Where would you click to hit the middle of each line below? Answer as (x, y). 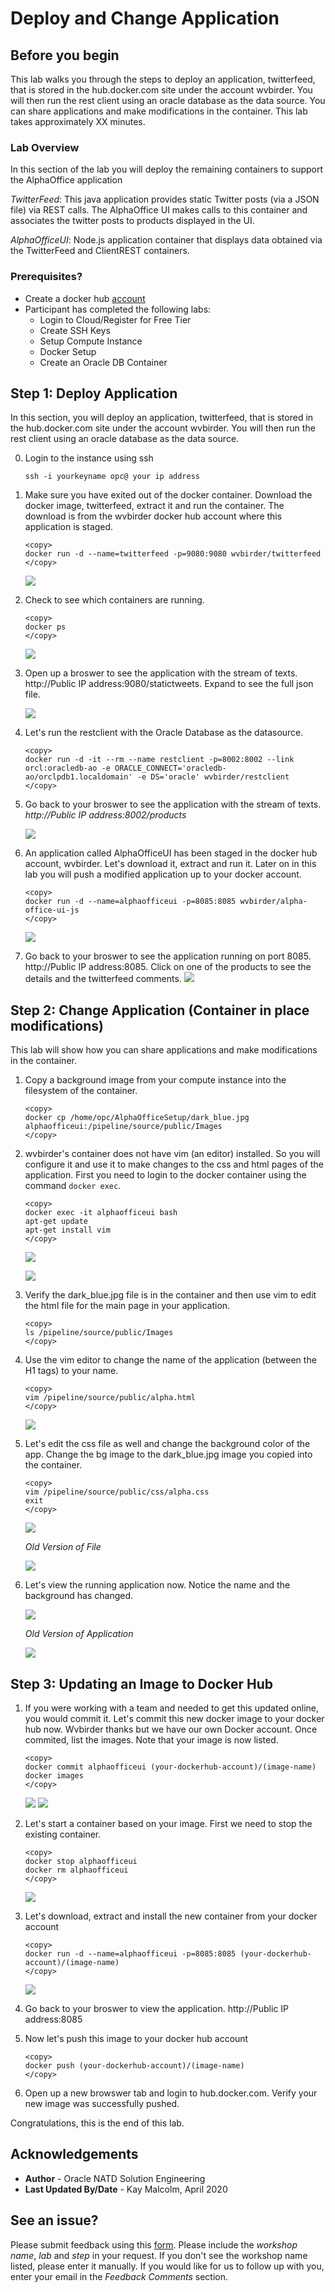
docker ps (45, 627)
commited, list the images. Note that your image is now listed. (151, 1740)
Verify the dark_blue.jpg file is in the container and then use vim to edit (170, 1295)
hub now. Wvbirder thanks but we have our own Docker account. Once (171, 1729)
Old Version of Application (79, 1634)
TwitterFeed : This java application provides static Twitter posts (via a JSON (165, 199)
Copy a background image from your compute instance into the (155, 1080)
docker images (54, 1776)
